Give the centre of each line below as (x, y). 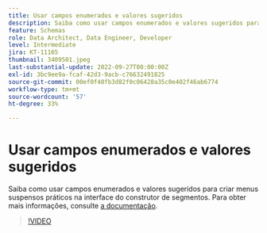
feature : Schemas (37, 30)
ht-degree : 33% (33, 104)
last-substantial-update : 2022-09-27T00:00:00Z (89, 67)
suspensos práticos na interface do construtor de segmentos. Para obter (127, 197)
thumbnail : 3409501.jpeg (49, 60)
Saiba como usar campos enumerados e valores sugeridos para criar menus (133, 189)
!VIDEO (39, 221)
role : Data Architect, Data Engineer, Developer (90, 38)
